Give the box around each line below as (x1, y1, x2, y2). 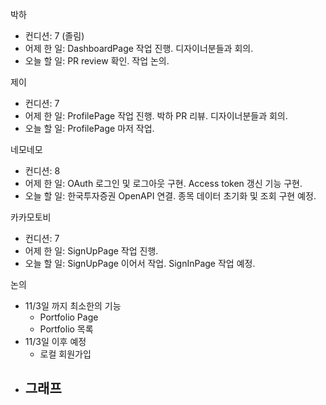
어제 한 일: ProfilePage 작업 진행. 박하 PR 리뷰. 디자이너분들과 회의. (24, 110, 288, 122)
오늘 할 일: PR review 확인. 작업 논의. (24, 55, 170, 67)
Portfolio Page (39, 311, 99, 323)
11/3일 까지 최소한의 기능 (24, 300, 122, 312)
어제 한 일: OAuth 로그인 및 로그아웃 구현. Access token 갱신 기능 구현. (24, 178, 303, 189)
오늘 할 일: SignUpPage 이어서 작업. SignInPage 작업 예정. (24, 258, 256, 269)
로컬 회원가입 (39, 348, 92, 360)
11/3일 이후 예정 (24, 336, 87, 347)
